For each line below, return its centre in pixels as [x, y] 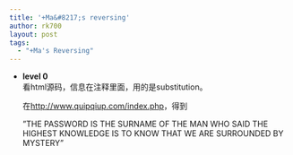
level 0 [35, 76]
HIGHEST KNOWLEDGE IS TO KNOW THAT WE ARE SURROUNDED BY [153, 133]
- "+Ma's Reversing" [56, 51]
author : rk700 [36, 26]
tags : [19, 43]
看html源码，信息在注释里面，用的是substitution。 [115, 87]
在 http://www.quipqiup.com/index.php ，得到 [105, 106]
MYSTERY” [43, 143]
